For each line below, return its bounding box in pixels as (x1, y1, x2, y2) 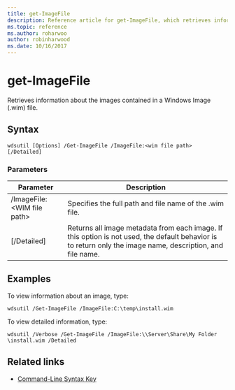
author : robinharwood (7, 36, 71, 43)
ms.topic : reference (7, 23, 68, 30)
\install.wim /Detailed (7, 337, 77, 344)
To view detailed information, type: (7, 317, 108, 326)
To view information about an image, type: (7, 291, 129, 300)
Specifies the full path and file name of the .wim (67, 198, 225, 208)
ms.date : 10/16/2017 (7, 43, 68, 50)
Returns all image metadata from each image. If (67, 223, 223, 233)
